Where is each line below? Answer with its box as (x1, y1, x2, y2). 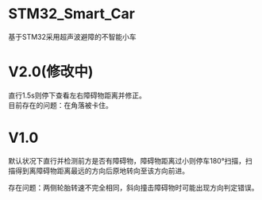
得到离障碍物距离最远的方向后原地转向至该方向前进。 (14, 166, 189, 175)
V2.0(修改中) (8, 63, 94, 81)
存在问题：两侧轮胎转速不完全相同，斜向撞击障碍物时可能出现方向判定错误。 (8, 183, 259, 192)
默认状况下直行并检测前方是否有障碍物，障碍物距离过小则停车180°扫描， (8, 156, 246, 165)
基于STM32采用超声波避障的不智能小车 (8, 32, 137, 41)
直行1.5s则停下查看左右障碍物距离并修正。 (8, 90, 147, 100)
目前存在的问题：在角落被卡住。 (8, 100, 113, 110)
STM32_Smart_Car (8, 5, 135, 23)
